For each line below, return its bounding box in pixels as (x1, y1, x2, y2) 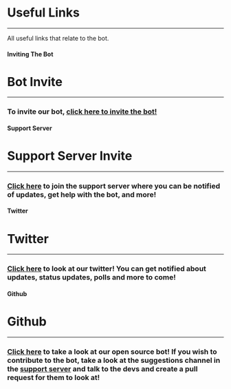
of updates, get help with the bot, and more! (7, 189, 157, 199)
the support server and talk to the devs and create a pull (7, 364, 198, 373)
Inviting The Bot (7, 50, 54, 58)
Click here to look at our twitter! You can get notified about (7, 264, 206, 273)
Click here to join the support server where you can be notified (7, 181, 221, 191)
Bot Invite (7, 74, 63, 90)
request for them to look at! (7, 372, 100, 382)
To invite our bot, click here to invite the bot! (7, 107, 157, 116)
